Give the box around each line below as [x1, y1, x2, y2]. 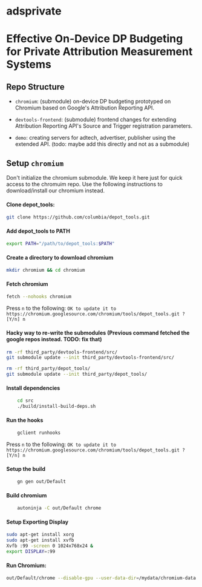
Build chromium [6, 491, 47, 499]
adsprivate [6, 4, 62, 18]
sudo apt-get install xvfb [6, 537, 74, 543]
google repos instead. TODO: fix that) [6, 335, 102, 343]
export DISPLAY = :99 [6, 549, 56, 555]
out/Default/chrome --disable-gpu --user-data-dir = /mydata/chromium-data [6, 575, 197, 582]
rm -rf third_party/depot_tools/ [6, 366, 91, 372]
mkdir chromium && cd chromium [6, 267, 85, 274]
